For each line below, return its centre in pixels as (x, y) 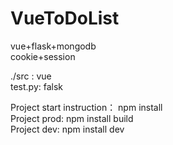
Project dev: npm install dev (67, 129)
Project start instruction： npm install (86, 107)
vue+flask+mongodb (53, 46)
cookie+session (43, 56)
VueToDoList (65, 18)
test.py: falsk (37, 86)
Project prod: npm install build (72, 118)
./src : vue (31, 76)
